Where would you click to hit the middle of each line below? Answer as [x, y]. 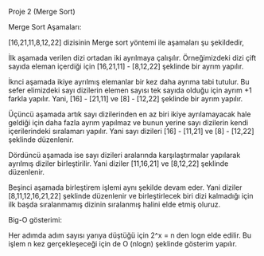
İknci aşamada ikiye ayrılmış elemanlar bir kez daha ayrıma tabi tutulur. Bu [129, 82]
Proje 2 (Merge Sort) [42, 12]
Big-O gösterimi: [35, 220]
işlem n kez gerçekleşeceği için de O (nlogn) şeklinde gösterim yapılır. [122, 244]
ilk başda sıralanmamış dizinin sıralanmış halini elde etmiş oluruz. [115, 204]
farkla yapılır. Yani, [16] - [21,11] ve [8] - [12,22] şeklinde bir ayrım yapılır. [126, 98]
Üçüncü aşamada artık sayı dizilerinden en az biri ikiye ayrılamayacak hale [130, 114]
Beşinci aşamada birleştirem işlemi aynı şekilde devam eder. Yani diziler [125, 187]
